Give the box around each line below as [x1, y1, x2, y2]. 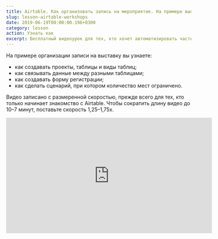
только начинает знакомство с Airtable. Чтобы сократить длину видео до [6, 100, 190, 106]
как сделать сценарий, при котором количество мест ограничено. [14, 82, 183, 89]
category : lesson [6, 25, 49, 31]
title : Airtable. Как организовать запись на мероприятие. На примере [6, 8, 183, 15]
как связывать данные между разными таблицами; [14, 70, 144, 76]
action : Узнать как [6, 31, 54, 36]
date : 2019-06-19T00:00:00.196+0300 [6, 19, 96, 25]
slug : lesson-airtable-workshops [6, 14, 88, 20]
